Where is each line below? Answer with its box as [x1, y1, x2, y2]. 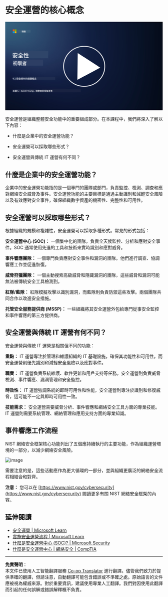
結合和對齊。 [13, 474, 40, 480]
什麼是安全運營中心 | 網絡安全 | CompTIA [12, 546, 96, 552]
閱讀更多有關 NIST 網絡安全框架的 [82, 490, 152, 497]
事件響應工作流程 [5, 426, 58, 435]
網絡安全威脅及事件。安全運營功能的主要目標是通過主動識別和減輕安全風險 [9, 191, 163, 197]
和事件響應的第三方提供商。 [5, 312, 62, 319]
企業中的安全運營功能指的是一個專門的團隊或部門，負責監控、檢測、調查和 [5, 185, 158, 191]
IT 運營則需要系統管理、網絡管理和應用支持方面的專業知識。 [5, 410, 129, 416]
